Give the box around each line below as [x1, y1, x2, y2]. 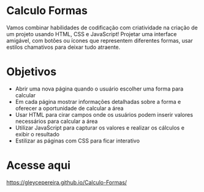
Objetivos [6, 65, 57, 79]
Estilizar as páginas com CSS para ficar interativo [15, 137, 140, 144]
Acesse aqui [6, 158, 71, 172]
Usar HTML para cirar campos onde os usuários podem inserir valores [15, 111, 194, 118]
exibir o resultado [15, 130, 60, 138]
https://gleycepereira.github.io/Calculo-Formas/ [6, 179, 127, 186]
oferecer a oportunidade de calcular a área [15, 105, 124, 112]
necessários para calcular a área [15, 117, 98, 125]
